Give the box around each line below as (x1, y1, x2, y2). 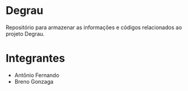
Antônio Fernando (14, 71, 60, 79)
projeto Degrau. (5, 30, 45, 37)
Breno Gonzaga (14, 78, 54, 85)
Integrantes (5, 52, 65, 66)
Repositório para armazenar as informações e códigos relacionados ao (5, 24, 183, 31)
